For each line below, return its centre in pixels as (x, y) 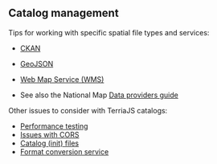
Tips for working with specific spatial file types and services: (109, 32)
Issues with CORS (49, 134)
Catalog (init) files (49, 143)
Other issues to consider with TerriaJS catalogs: (88, 110)
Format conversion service (64, 151)
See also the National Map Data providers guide (99, 95)
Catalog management (63, 13)
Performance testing (54, 126)
